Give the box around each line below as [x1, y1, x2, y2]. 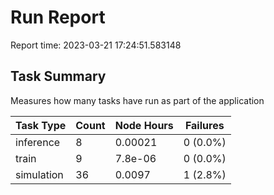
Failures [184, 118, 225, 132]
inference [15, 135, 61, 149]
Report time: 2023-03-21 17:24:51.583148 [10, 39, 182, 51]
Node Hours [114, 118, 174, 132]
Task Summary [10, 68, 107, 85]
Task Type [15, 118, 67, 132]
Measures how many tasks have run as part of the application [10, 94, 265, 106]
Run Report [10, 6, 106, 29]
